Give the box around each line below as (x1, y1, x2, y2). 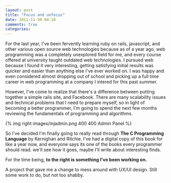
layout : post (5, 7, 33, 13)
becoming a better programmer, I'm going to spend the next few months (5, 105, 157, 111)
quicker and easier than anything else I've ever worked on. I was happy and (5, 68, 164, 74)
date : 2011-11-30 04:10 (5, 17, 56, 22)
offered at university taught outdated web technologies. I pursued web (5, 57, 154, 63)
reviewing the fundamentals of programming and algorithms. (5, 111, 133, 117)
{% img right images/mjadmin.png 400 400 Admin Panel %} (5, 120, 132, 127)
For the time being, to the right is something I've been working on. (5, 157, 147, 163)
